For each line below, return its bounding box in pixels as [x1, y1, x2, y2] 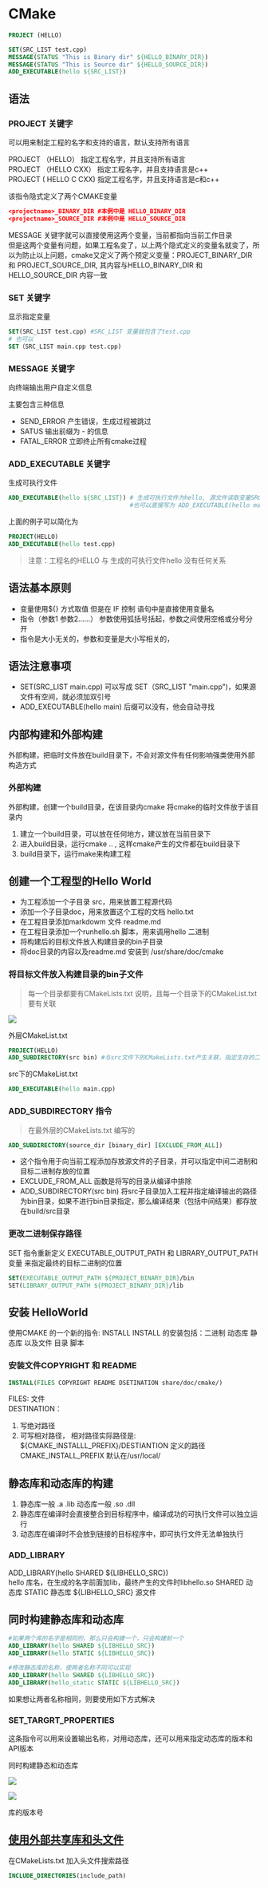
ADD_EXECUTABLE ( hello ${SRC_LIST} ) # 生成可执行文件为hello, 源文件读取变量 [8, 494, 251, 502]
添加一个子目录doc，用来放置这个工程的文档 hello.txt [19, 907, 194, 916]
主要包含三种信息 [8, 399, 65, 409]
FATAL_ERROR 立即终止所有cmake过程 [19, 436, 148, 445]
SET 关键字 [8, 292, 51, 303]
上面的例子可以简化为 [8, 517, 78, 527]
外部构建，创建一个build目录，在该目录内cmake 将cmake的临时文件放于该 [8, 802, 252, 811]
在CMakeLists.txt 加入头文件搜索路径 [8, 1855, 129, 1865]
